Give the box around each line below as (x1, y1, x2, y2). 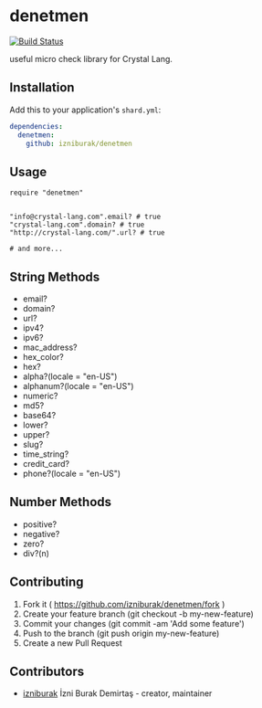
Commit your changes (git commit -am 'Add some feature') (22, 618, 245, 629)
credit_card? (22, 459, 70, 469)
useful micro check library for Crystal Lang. (9, 53, 173, 64)
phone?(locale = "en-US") (22, 468, 121, 479)
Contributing (9, 575, 84, 590)
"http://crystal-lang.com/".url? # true (9, 228, 166, 238)
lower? (22, 419, 48, 430)
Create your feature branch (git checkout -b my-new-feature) (22, 608, 254, 619)
